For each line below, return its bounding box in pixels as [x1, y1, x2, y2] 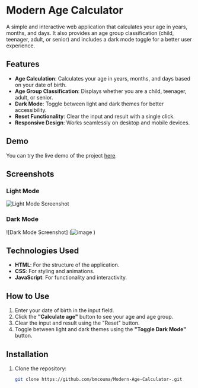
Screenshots [6, 169, 55, 179]
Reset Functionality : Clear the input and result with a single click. [14, 113, 175, 120]
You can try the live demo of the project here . [6, 152, 117, 159]
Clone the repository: [14, 365, 67, 372]
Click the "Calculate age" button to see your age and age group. [14, 313, 174, 320]
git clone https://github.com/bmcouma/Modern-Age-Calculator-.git [14, 376, 183, 382]
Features [6, 59, 40, 69]
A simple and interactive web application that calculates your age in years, [6, 23, 188, 30]
